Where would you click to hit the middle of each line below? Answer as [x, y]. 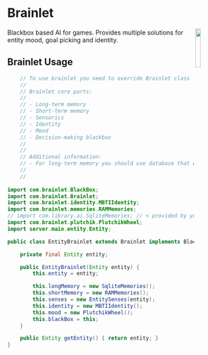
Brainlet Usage [40, 62]
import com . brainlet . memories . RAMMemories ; [72, 209]
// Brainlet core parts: [56, 92]
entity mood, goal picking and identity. [63, 39]
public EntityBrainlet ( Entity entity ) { [80, 267]
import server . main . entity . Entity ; [59, 229]
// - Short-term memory [55, 111]
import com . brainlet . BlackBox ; [53, 189]
